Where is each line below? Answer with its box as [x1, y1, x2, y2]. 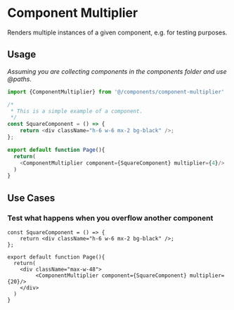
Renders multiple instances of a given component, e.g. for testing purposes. [7, 28, 228, 37]
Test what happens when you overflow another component [7, 213, 214, 223]
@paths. [7, 75, 32, 83]
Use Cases [7, 192, 56, 204]
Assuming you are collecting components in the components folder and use [7, 67, 227, 75]
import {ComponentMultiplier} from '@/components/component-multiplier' [7, 88, 225, 96]
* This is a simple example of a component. [10, 108, 143, 115]
